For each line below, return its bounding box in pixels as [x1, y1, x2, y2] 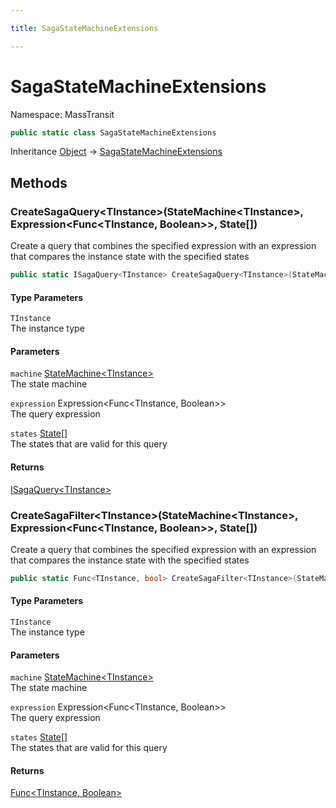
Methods [10, 174, 68, 191]
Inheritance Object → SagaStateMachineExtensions [10, 146, 223, 158]
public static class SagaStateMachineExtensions [10, 127, 217, 138]
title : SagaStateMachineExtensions [10, 23, 159, 33]
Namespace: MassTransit [10, 108, 115, 120]
